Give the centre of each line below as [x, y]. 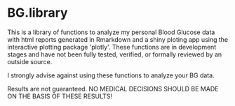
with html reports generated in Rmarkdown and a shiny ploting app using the [118, 39]
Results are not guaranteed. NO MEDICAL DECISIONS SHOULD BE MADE [113, 89]
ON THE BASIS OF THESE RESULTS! [60, 96]
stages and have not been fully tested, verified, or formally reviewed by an [115, 54]
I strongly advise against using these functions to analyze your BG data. [111, 75]
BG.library [38, 13]
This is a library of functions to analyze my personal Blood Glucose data [111, 32]
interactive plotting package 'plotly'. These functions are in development [112, 47]
